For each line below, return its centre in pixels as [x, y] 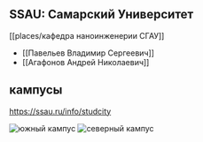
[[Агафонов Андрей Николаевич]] [86, 62]
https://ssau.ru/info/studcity [60, 111]
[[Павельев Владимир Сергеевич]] [88, 53]
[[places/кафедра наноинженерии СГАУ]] [87, 35]
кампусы [36, 90]
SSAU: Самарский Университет [101, 15]
